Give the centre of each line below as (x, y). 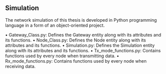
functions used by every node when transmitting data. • (62, 56)
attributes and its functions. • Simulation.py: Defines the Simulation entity (80, 45)
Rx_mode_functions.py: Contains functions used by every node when (76, 61)
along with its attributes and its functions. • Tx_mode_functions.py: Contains (83, 50)
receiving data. (20, 66)
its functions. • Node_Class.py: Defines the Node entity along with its (76, 40)
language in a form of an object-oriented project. (55, 25)
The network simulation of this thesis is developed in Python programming (81, 20)
